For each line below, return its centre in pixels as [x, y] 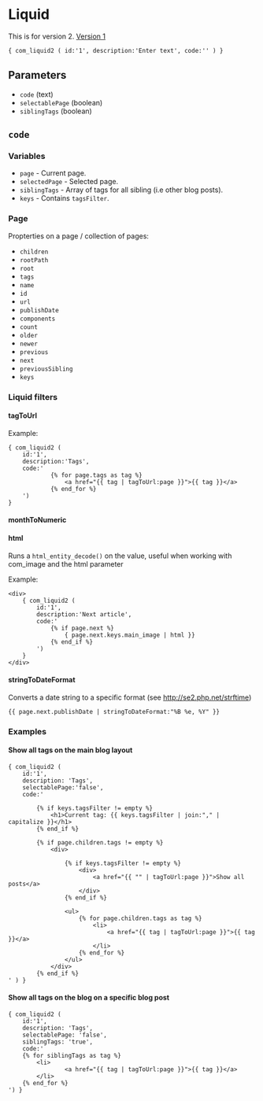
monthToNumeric [37, 520]
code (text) [36, 94]
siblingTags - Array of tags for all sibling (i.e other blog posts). [121, 190]
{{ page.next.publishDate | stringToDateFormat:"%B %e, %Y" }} [114, 711]
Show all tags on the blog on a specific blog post [89, 998]
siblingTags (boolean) [56, 111]
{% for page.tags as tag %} [96, 475]
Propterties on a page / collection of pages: [79, 236]
